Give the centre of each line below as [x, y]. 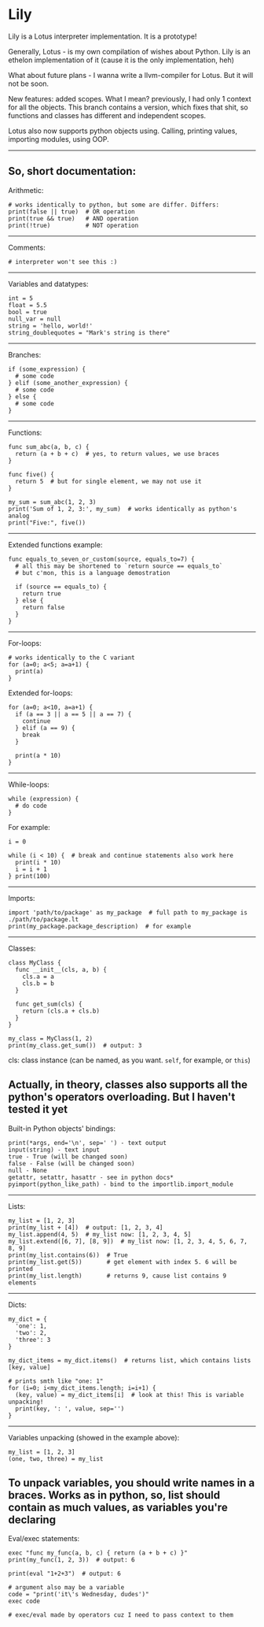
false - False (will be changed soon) [71, 1163]
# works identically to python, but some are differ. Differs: [114, 205]
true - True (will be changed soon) [68, 1156]
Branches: [25, 354]
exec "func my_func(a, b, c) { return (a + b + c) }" [98, 1553]
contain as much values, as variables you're [118, 1507]
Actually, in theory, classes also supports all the [128, 1085]
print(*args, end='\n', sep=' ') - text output [88, 1143]
